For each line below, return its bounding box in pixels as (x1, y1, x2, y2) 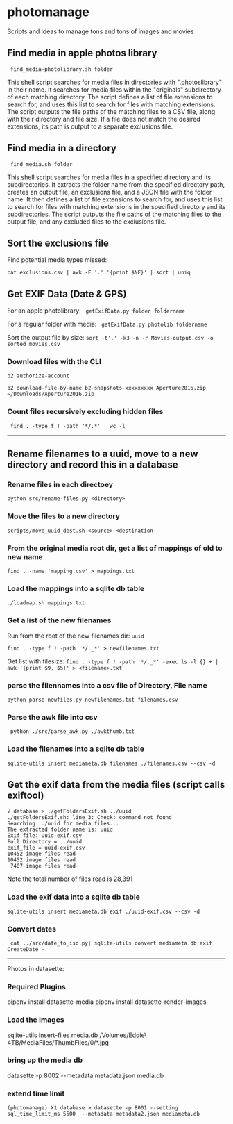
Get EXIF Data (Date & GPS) (7, 288, 127, 299)
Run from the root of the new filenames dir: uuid (7, 631, 144, 640)
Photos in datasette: (7, 964, 64, 973)
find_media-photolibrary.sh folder (10, 65, 113, 73)
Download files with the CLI (7, 357, 102, 367)
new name (7, 552, 43, 561)
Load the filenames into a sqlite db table (7, 744, 144, 754)
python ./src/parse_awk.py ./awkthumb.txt (10, 728, 135, 735)
